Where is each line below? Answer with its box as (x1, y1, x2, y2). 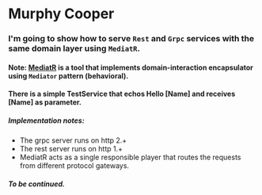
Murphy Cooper (8, 5, 115, 23)
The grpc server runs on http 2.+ (19, 136, 127, 145)
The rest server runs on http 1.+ (19, 144, 123, 154)
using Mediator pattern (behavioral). (8, 71, 129, 80)
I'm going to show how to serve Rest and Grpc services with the (8, 33, 255, 44)
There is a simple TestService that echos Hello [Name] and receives (8, 89, 236, 99)
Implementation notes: (8, 116, 85, 125)
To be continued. (8, 179, 66, 189)
